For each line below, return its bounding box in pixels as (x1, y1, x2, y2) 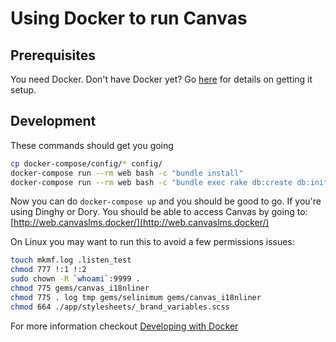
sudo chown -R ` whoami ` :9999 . (10, 274, 141, 284)
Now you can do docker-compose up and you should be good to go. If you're (10, 195, 322, 207)
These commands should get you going (10, 139, 174, 151)
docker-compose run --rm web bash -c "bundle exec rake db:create (10, 177, 293, 187)
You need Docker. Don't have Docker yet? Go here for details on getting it (10, 73, 313, 85)
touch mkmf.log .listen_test (10, 255, 132, 266)
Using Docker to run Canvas (10, 7, 248, 30)
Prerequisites (10, 47, 96, 64)
